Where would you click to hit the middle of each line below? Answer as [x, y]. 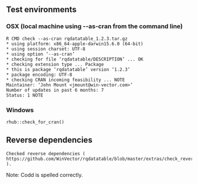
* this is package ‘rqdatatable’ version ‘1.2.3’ [68, 69]
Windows [20, 110]
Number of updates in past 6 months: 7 [55, 90]
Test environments [41, 10]
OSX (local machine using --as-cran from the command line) [95, 26]
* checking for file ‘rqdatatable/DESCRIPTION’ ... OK [75, 59]
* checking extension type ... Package [55, 64]
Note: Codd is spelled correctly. [44, 175]
